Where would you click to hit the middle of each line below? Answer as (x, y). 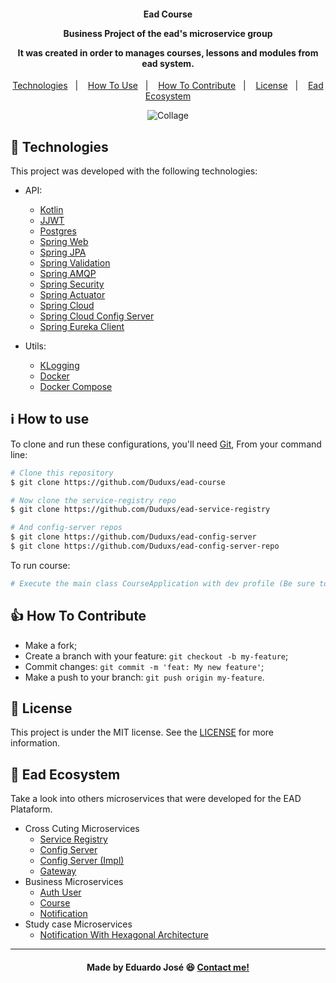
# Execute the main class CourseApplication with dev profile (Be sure (162, 583)
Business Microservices (74, 882)
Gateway (58, 871)
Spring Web (64, 242)
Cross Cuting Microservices (82, 829)
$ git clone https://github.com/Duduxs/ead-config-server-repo (145, 546)
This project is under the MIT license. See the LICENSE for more (142, 732)
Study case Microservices (78, 924)
